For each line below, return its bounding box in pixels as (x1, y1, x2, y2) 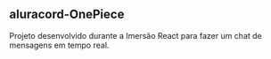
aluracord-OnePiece (9, 7, 125, 22)
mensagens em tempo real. (9, 40, 110, 50)
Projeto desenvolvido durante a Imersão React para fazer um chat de (9, 30, 263, 41)
